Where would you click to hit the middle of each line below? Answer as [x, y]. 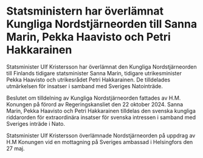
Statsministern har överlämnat [85, 11]
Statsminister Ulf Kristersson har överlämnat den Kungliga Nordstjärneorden [101, 67]
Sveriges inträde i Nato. [36, 123]
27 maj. [15, 148]
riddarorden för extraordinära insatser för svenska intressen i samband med [101, 117]
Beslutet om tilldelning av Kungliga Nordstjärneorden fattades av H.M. [94, 98]
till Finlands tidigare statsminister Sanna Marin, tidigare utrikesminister [94, 73]
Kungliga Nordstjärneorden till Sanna [102, 24]
